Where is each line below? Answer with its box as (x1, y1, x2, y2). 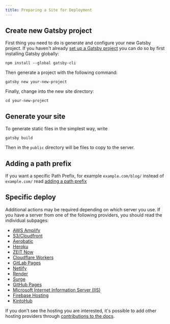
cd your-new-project (5, 98, 49, 104)
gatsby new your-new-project (5, 80, 67, 85)
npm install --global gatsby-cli (5, 61, 76, 66)
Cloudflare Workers (12, 254, 54, 260)
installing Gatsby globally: (5, 51, 60, 57)
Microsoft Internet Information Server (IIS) (12, 287, 101, 293)
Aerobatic (12, 238, 34, 244)
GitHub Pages (12, 281, 42, 287)
